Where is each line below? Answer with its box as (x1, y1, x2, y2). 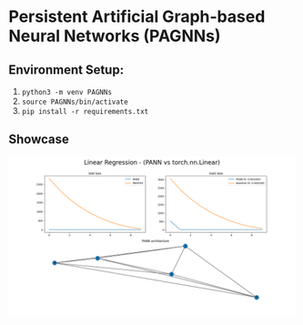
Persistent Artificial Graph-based (8, 6, 266, 27)
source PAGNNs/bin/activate (21, 97, 128, 107)
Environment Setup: (8, 62, 125, 77)
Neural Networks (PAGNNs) (8, 25, 221, 46)
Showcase (8, 132, 70, 147)
